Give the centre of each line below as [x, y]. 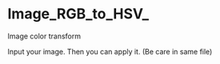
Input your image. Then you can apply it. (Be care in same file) [110, 51]
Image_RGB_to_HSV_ [78, 14]
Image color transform [44, 36]
